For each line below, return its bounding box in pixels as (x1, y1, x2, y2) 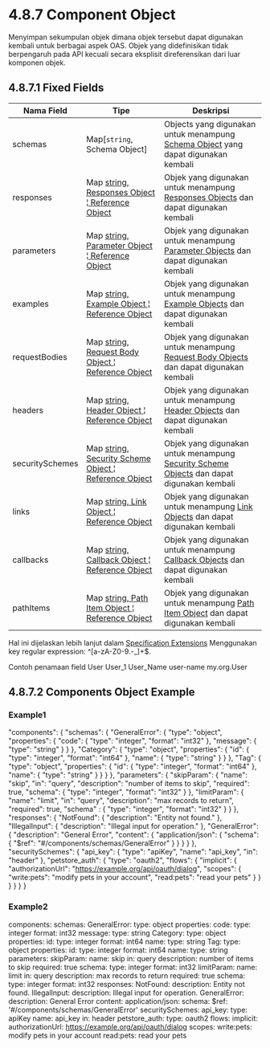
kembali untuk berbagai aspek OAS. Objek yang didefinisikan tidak (8, 40, 229, 50)
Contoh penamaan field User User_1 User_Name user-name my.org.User (8, 662, 247, 671)
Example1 (8, 709, 47, 720)
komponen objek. (8, 58, 66, 67)
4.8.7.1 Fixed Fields (8, 81, 104, 95)
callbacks (12, 554, 49, 565)
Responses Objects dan (164, 191, 254, 202)
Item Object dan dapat (164, 607, 248, 618)
